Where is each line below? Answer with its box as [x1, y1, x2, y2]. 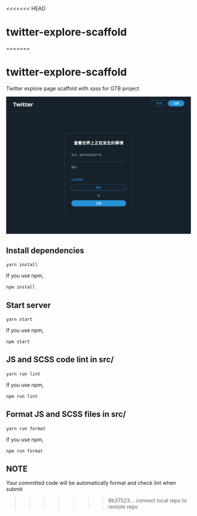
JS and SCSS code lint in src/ [6, 355, 114, 365]
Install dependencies [6, 245, 84, 255]
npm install [6, 284, 35, 290]
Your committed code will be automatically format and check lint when [6, 480, 176, 487]
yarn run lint [6, 371, 41, 377]
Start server [6, 300, 51, 310]
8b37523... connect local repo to [108, 497, 188, 504]
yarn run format [6, 426, 46, 431]
